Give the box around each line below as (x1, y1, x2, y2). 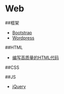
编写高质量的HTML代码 (12, 55, 59, 61)
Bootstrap (12, 30, 32, 35)
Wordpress (12, 35, 35, 41)
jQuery (12, 83, 26, 89)
